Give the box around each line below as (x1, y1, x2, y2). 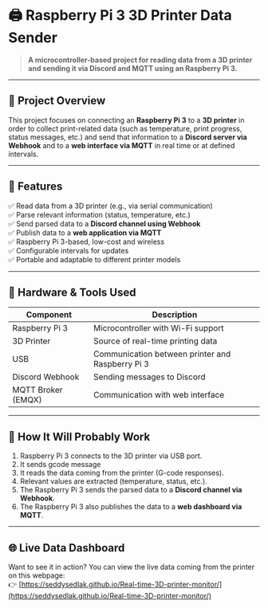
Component (26, 309, 73, 320)
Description (152, 309, 198, 320)
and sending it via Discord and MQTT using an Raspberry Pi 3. (27, 63, 238, 73)
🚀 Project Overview (8, 94, 106, 108)
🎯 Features (8, 180, 63, 194)
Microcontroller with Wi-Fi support (93, 323, 224, 334)
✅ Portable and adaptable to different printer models (8, 254, 181, 264)
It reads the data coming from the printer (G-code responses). (19, 468, 225, 478)
